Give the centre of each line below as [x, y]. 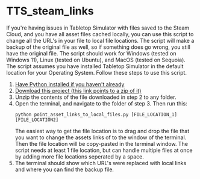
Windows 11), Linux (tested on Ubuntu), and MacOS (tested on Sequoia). [96, 60]
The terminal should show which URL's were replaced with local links [101, 163]
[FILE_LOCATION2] [37, 120]
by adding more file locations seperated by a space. [80, 156]
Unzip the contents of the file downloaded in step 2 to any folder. [95, 97]
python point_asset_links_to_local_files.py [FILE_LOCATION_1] [96, 115]
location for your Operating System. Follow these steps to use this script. [96, 72]
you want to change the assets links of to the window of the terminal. [101, 137]
